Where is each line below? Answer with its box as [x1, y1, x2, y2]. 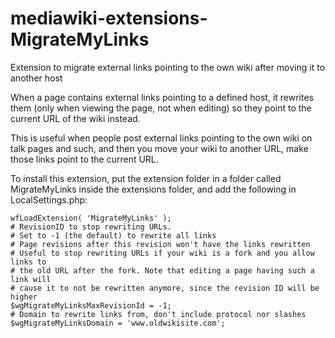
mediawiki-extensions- [10, 7, 208, 30]
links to [10, 257, 47, 267]
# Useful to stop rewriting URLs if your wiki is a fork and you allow [10, 248, 315, 258]
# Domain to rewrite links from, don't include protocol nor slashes [10, 309, 307, 319]
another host [10, 72, 63, 84]
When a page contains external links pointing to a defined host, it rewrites [10, 91, 314, 103]
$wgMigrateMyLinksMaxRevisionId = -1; [10, 300, 172, 311]
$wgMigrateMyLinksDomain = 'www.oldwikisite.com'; [10, 318, 226, 328]
